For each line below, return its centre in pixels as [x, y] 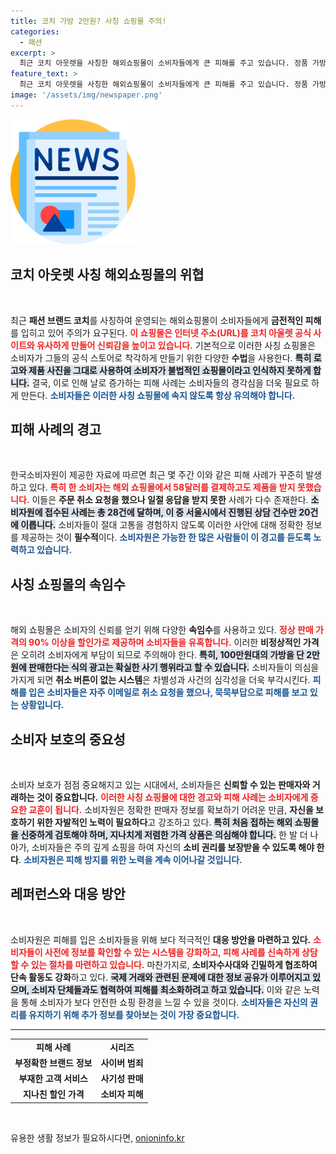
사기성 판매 [122, 1079]
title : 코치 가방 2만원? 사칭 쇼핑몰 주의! [88, 21]
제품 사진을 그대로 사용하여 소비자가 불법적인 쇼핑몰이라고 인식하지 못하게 [170, 370]
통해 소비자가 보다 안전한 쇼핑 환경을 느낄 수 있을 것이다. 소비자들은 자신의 [164, 1002]
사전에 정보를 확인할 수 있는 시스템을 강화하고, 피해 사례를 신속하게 [172, 952]
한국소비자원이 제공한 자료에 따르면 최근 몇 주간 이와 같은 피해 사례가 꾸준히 [157, 475]
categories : [35, 31]
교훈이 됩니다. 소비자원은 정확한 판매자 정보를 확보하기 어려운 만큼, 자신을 [171, 809]
